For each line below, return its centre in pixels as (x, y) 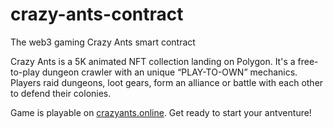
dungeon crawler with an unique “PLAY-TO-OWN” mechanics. (169, 72)
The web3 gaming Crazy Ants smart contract (103, 42)
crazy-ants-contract (97, 14)
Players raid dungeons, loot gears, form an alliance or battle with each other (167, 82)
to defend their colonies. (61, 93)
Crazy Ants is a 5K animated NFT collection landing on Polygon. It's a (153, 61)
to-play (25, 72)
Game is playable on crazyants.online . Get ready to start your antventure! (161, 112)
